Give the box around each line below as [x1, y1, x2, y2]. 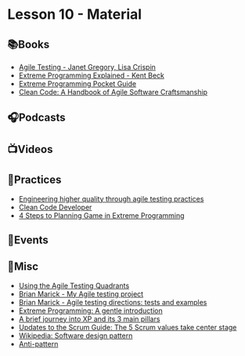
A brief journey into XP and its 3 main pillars [18, 314, 160, 323]
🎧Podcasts [7, 111, 66, 125]
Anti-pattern [18, 339, 59, 348]
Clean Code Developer [18, 202, 92, 212]
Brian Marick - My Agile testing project [18, 289, 144, 299]
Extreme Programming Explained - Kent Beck [18, 71, 165, 80]
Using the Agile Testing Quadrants [18, 281, 130, 290]
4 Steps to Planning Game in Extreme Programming [18, 210, 185, 220]
